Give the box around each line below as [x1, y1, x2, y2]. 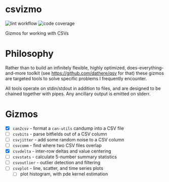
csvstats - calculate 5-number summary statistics [12, 154, 117, 160]
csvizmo [5, 4, 42, 15]
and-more [5, 70, 26, 76]
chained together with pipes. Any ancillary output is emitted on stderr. [5, 90, 151, 97]
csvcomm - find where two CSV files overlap [12, 142, 102, 148]
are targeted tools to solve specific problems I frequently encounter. [5, 75, 147, 82]
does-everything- [126, 64, 164, 70]
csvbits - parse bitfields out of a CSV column [12, 131, 107, 137]
